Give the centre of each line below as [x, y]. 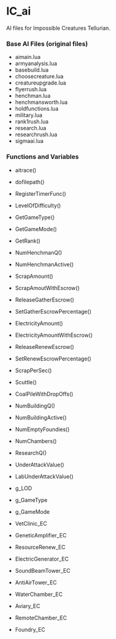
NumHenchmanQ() [38, 252]
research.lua [31, 128]
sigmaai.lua [29, 141]
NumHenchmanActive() [44, 264]
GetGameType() [35, 217]
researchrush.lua [36, 134]
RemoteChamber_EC [41, 618]
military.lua [29, 115]
